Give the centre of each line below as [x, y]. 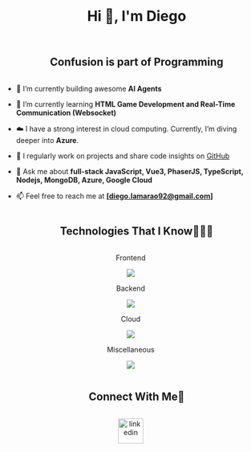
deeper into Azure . [47, 140]
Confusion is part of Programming [136, 62]
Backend [131, 288]
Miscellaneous [131, 349]
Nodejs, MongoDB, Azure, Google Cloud [84, 180]
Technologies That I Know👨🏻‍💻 [137, 232]
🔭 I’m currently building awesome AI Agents [89, 88]
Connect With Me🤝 [137, 396]
